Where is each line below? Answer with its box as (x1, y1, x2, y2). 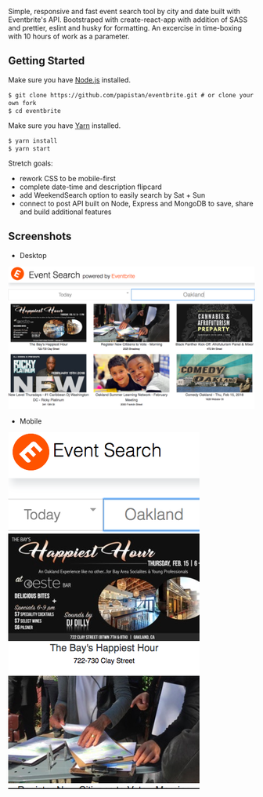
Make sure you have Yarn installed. (8, 121, 121, 130)
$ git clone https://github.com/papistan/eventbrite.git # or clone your (8, 91, 254, 99)
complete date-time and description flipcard (19, 182, 162, 191)
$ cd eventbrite (8, 107, 61, 115)
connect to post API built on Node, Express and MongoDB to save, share (19, 198, 254, 208)
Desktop (19, 250, 47, 260)
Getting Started (8, 54, 85, 67)
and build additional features (19, 207, 112, 217)
